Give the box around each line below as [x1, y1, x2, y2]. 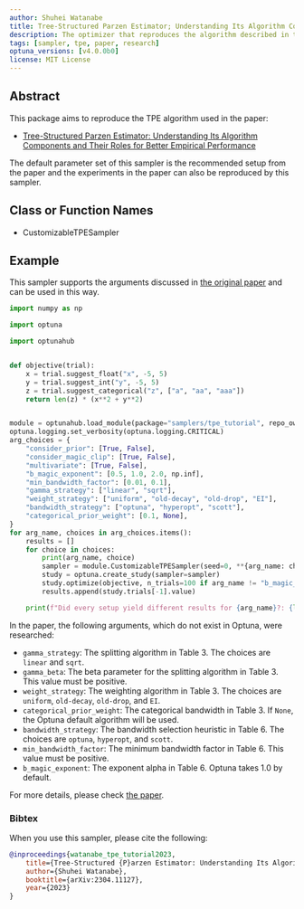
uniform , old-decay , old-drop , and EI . [22, 695, 161, 705]
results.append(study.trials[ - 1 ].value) [42, 587, 196, 596]
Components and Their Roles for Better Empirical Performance [22, 139, 256, 150]
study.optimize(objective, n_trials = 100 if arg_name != [42, 579, 257, 588]
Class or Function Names [9, 203, 154, 218]
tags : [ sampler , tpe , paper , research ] [9, 38, 160, 48]
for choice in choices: [25, 544, 116, 554]
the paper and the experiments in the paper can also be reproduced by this [9, 166, 290, 177]
